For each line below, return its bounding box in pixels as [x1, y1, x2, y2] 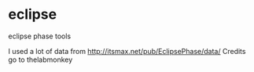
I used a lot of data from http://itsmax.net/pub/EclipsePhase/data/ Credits [8, 46, 246, 56]
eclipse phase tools [8, 31, 72, 41]
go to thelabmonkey [8, 55, 73, 64]
